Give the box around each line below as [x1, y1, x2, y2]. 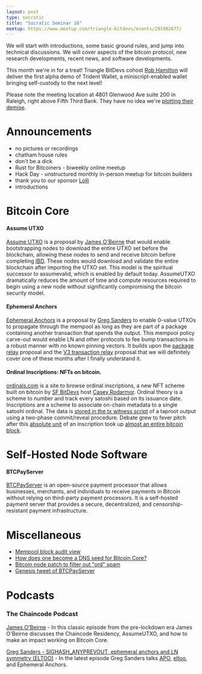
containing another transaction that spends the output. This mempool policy [6, 329, 195, 336]
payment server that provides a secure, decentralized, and [6, 501, 152, 508]
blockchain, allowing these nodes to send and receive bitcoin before [6, 251, 176, 258]
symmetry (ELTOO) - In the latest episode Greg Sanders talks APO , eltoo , [6, 654, 188, 661]
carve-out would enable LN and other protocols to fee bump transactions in [6, 335, 194, 343]
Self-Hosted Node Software [6, 448, 148, 461]
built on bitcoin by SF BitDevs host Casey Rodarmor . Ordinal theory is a [6, 388, 183, 395]
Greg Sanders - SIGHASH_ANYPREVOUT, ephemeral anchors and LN [6, 648, 178, 655]
